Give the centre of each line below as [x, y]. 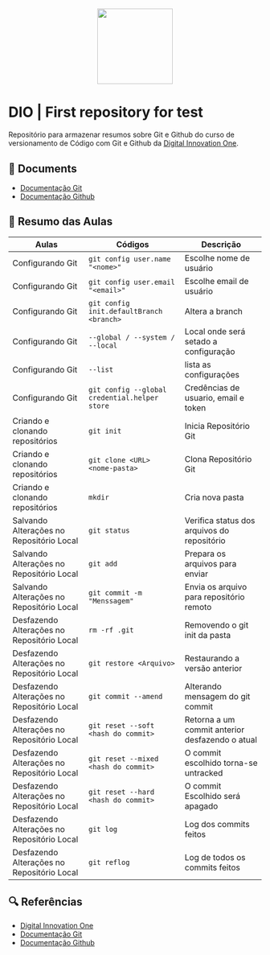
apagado [201, 806]
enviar [196, 574]
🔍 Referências [45, 902]
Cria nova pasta [214, 497]
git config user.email [131, 282]
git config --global [127, 389]
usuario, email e [215, 397]
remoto [198, 607]
